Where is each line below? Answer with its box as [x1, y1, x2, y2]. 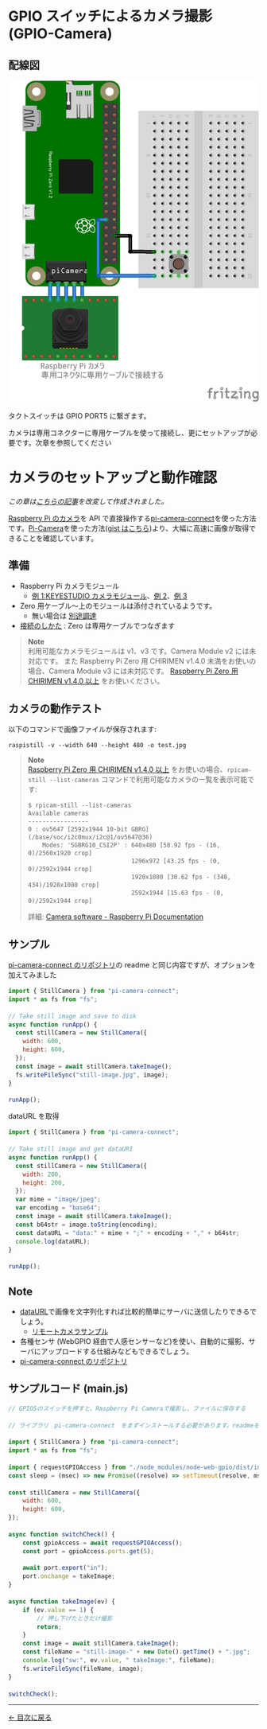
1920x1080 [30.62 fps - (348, [130, 873, 231, 882]
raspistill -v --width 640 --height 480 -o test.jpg [8, 742, 187, 750]
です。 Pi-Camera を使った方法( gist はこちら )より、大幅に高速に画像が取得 [8, 523, 250, 533]
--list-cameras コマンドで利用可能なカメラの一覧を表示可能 [48, 775, 248, 785]
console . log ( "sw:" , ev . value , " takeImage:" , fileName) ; [22, 1657, 215, 1665]
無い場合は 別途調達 [31, 611, 97, 621]
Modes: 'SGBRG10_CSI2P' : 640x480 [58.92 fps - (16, [42, 841, 221, 850]
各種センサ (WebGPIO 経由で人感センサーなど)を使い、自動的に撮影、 [19, 1337, 249, 1346]
